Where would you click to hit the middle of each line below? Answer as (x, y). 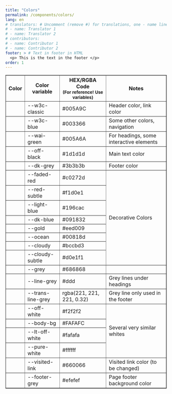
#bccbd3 (73, 246)
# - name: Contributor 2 (32, 48)
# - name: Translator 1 (31, 29)
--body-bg (42, 323)
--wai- (37, 135)
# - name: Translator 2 (31, 34)
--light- (38, 205)
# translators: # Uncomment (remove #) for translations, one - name (81, 24)
